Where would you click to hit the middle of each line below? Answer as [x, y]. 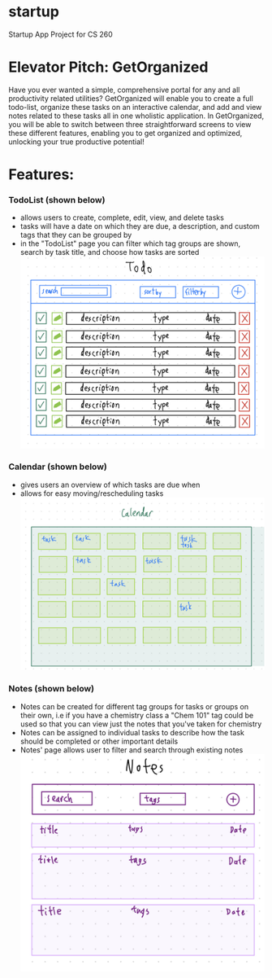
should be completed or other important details [99, 741]
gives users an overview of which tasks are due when [110, 485]
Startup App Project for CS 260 [61, 34]
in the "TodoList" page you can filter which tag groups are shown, [130, 243]
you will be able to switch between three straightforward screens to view [130, 124]
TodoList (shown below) [57, 200]
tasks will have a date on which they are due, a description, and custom [140, 226]
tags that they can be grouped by [76, 235]
